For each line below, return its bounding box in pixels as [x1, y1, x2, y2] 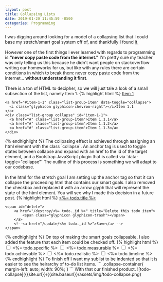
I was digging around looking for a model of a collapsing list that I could [5, 34, 148, 40]
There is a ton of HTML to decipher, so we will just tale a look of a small [5, 85, 148, 91]
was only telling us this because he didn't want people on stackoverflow [5, 60, 150, 66]
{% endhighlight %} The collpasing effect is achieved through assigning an [5, 138, 155, 144]
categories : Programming [5, 20, 55, 26]
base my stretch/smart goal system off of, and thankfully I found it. [5, 39, 139, 45]
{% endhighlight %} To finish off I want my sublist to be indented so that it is [5, 256, 158, 262]
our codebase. [5, 164, 35, 170]
